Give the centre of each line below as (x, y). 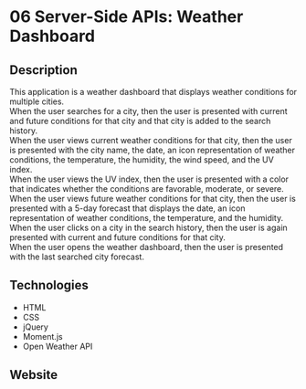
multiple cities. (37, 101)
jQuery (35, 327)
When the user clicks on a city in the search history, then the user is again (148, 227)
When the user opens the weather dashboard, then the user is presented (147, 247)
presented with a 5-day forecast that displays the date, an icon (127, 208)
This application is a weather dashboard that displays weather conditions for (153, 92)
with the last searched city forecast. (77, 257)
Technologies (49, 285)
